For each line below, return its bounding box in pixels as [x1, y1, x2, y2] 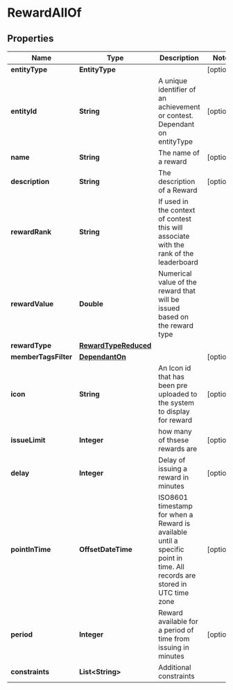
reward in [158, 473, 189, 482]
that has [158, 372, 185, 381]
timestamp [158, 501, 193, 511]
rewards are [158, 444, 198, 453]
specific [158, 545, 184, 554]
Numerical [158, 269, 192, 278]
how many [158, 427, 192, 436]
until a [158, 536, 178, 546]
